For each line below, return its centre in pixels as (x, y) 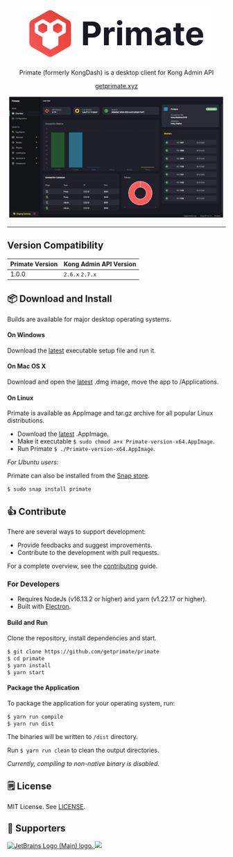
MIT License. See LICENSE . (46, 806)
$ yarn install (29, 665)
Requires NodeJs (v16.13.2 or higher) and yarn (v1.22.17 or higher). (112, 599)
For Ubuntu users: (33, 462)
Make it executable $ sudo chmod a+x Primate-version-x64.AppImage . (116, 441)
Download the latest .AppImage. (63, 434)
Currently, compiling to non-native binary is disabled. (84, 763)
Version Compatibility (55, 246)
